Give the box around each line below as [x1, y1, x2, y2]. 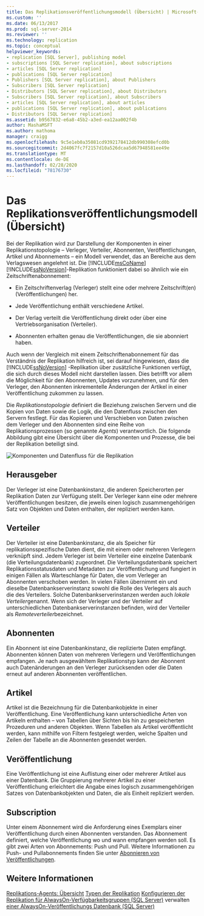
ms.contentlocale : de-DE [6, 156, 69, 162]
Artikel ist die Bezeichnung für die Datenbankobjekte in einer [6, 704, 158, 711]
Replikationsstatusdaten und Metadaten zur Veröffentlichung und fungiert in [6, 565, 196, 572]
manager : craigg [6, 133, 47, 140]
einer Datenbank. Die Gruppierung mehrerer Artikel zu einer [6, 776, 156, 784]
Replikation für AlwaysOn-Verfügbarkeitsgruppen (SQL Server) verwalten [6, 896, 190, 903]
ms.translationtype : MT [6, 151, 67, 157]
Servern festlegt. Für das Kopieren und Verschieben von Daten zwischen [6, 414, 188, 422]
